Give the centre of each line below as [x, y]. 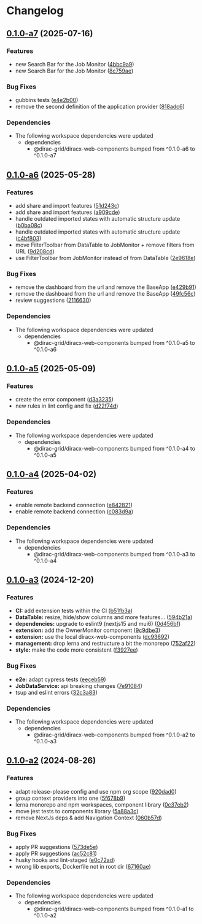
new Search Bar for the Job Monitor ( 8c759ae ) [74, 71]
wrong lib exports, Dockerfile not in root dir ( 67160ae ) [83, 866]
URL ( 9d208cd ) [35, 251]
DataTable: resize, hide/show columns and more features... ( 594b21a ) [104, 617]
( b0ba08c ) [29, 226]
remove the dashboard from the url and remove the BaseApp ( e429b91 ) [106, 287]
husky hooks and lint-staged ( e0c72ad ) [65, 860]
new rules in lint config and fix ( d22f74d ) [67, 406]
